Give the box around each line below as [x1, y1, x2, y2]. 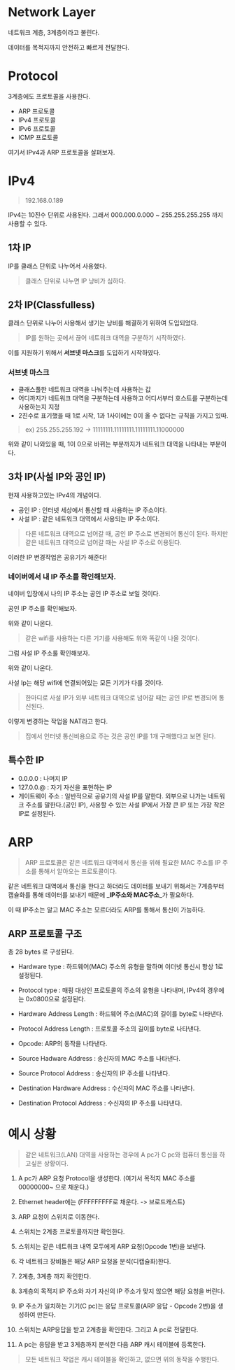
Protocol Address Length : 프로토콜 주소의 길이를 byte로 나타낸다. [17, 1024, 201, 1033]
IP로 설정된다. [17, 809, 56, 817]
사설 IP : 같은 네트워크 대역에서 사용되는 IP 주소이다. [17, 514, 160, 523]
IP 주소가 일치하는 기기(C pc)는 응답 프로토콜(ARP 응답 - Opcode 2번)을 [17, 1302, 216, 1311]
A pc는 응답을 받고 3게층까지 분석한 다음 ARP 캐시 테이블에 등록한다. [17, 1341, 206, 1349]
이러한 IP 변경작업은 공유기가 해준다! [8, 553, 107, 561]
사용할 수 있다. [8, 219, 48, 227]
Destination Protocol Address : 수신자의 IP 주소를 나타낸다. [17, 1099, 183, 1108]
